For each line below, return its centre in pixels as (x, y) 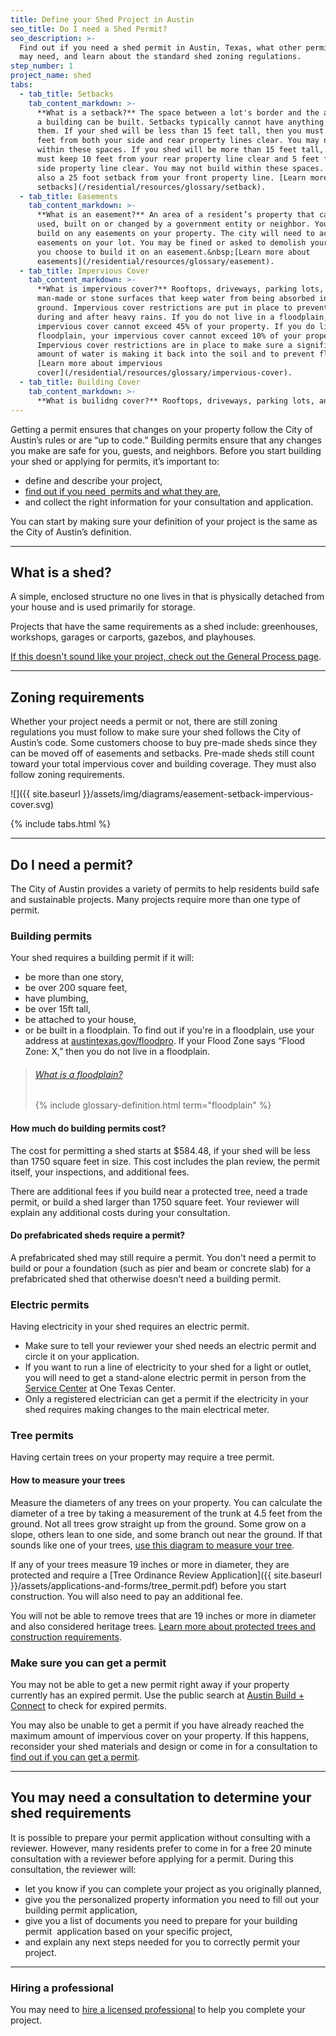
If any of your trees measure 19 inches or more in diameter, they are (150, 1564)
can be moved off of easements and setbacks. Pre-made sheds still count (162, 753)
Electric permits (50, 1304)
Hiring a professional (62, 1988)
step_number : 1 (42, 66)
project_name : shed (51, 76)
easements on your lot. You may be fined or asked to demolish (171, 242)
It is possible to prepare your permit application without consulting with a (160, 1837)
